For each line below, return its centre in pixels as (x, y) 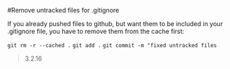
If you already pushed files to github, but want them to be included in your (115, 24)
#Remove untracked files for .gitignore (63, 10)
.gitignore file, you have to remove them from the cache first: (96, 31)
